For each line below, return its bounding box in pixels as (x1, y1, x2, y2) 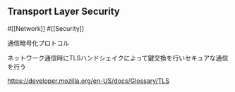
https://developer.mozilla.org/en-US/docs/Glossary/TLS (7, 77, 170, 85)
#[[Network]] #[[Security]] (7, 24, 85, 32)
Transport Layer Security (7, 6, 120, 18)
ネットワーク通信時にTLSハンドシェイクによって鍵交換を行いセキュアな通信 (7, 53, 229, 62)
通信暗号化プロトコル (7, 39, 69, 47)
